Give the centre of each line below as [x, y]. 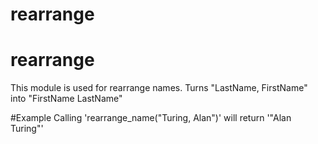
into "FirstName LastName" [66, 99]
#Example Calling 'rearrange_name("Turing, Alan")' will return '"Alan [151, 118]
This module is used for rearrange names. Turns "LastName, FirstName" [159, 88]
